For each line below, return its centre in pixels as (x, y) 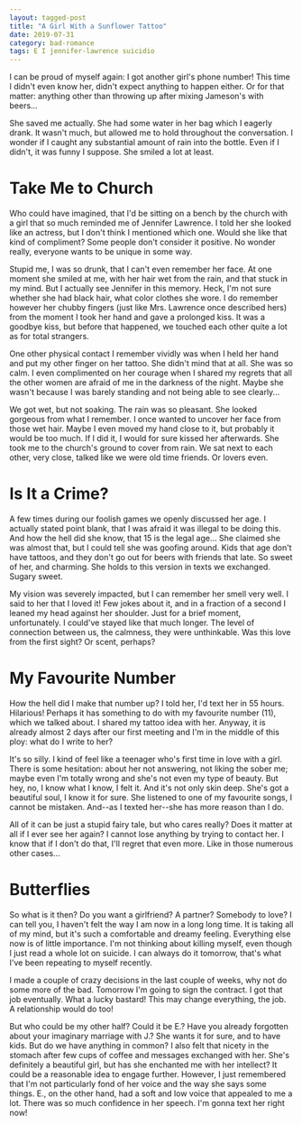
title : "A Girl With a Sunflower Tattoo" (88, 26)
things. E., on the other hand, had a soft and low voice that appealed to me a (151, 1093)
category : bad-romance (52, 43)
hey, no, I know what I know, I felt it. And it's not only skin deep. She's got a (149, 788)
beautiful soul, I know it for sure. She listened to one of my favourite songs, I (151, 797)
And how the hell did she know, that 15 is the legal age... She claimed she (145, 538)
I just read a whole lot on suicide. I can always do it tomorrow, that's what (146, 953)
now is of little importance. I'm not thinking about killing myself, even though (151, 943)
